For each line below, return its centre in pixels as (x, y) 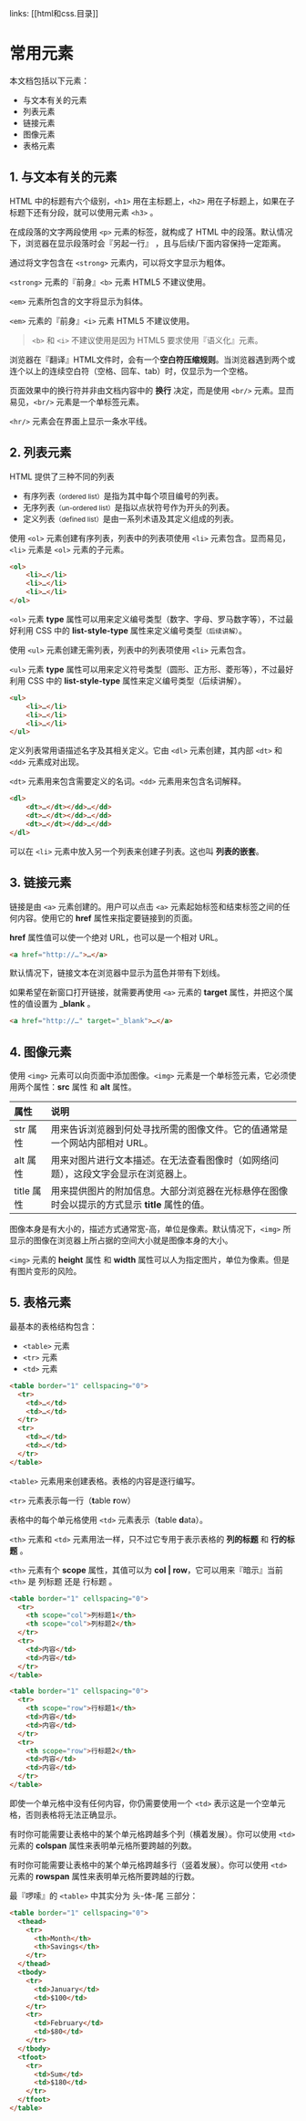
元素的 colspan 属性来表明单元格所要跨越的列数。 (103, 1845)
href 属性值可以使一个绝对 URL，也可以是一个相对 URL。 (116, 937)
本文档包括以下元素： (49, 80)
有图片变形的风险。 (46, 1271)
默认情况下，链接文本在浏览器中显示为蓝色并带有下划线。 (117, 973)
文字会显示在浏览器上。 (142, 1174)
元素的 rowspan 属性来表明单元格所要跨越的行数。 (105, 1876)
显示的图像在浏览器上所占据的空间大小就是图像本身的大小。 (121, 1240)
